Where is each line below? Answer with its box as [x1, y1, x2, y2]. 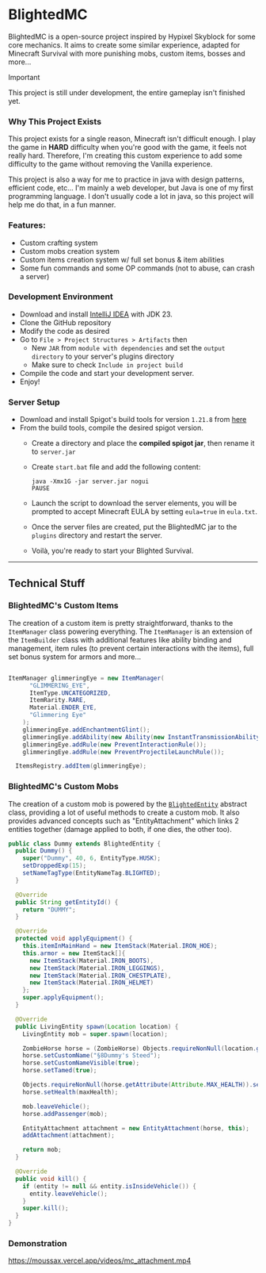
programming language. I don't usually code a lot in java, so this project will [8, 192, 254, 201]
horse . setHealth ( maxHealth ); [22, 1088, 119, 1096]
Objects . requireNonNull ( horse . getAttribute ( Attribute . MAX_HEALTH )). [22, 1081, 253, 1089]
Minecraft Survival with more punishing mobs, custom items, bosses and [8, 48, 245, 58]
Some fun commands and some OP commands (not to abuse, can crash [19, 263, 255, 273]
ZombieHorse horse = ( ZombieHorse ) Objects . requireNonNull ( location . [22, 1045, 257, 1053]
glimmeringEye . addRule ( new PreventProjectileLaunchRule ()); [22, 748, 225, 756]
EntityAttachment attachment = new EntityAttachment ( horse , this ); [22, 1124, 249, 1132]
